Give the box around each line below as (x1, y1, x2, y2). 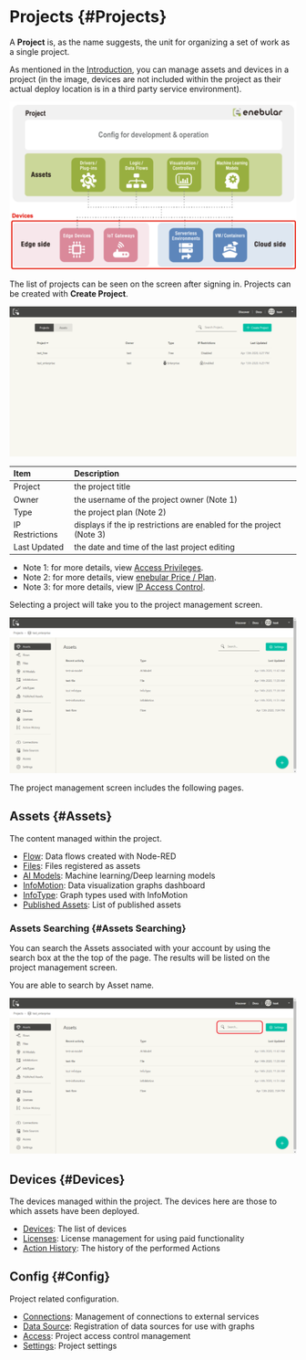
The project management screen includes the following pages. (9, 782, 244, 793)
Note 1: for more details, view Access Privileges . (22, 561, 204, 572)
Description (74, 468, 120, 479)
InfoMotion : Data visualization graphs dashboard (22, 879, 206, 891)
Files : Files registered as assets (22, 860, 141, 871)
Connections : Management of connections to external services (22, 1311, 260, 1322)
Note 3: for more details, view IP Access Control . (22, 581, 206, 592)
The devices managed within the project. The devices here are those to (9, 1196, 278, 1207)
